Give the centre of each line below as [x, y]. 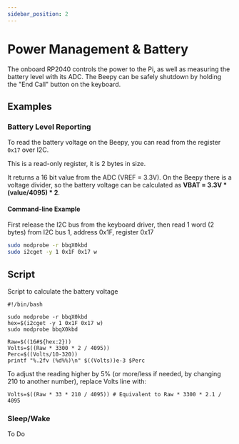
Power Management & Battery [98, 49]
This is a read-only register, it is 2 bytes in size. [77, 164]
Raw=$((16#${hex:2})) [40, 342]
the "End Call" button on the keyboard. [64, 84]
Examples [30, 107]
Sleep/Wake [29, 418]
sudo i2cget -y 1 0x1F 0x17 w [52, 252]
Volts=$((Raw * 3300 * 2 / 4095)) [59, 349]
